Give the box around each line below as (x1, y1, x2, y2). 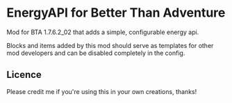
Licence (6, 69, 42, 81)
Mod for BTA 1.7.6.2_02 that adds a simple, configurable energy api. (6, 28, 199, 36)
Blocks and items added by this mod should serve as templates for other (6, 41, 214, 49)
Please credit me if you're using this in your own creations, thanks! (6, 87, 197, 95)
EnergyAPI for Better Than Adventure (6, 5, 226, 21)
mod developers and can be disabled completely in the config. (6, 49, 185, 57)
